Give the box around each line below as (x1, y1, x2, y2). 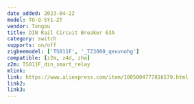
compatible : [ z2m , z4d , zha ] (7, 55, 90, 62)
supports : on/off (7, 42, 57, 49)
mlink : (7, 67, 26, 74)
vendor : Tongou (7, 23, 51, 29)
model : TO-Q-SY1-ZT (7, 16, 63, 23)
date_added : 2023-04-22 (7, 10, 75, 17)
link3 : (7, 86, 26, 93)
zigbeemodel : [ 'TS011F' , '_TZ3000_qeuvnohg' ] (7, 49, 139, 55)
